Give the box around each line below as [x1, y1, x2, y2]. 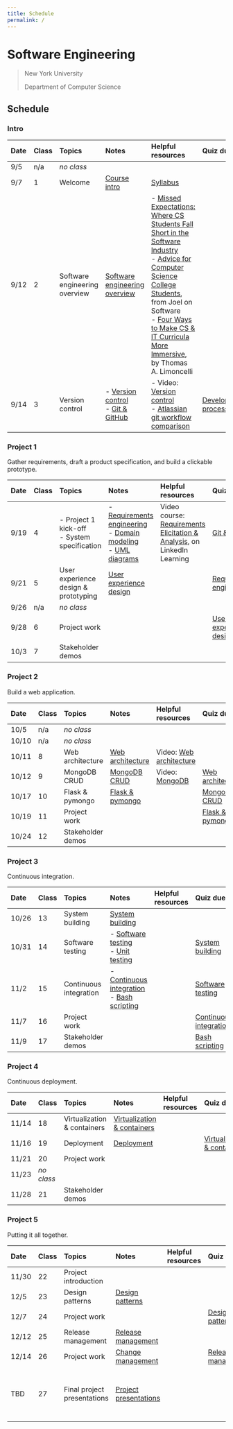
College [151, 280, 177, 290]
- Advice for [151, 254, 192, 264]
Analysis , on [160, 537, 200, 547]
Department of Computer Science [24, 83, 121, 91]
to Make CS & [151, 323, 196, 333]
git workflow [151, 413, 192, 422]
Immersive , [151, 350, 187, 359]
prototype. [7, 465, 37, 474]
